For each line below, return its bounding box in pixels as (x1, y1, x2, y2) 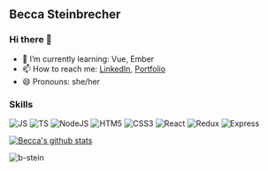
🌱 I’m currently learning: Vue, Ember (21, 53, 155, 64)
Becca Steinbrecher (9, 7, 121, 22)
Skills (9, 98, 34, 110)
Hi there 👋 (9, 33, 53, 46)
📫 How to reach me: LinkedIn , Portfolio (21, 63, 166, 74)
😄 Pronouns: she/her (21, 76, 100, 86)
